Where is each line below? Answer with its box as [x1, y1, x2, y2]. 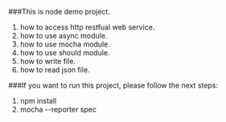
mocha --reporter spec [19, 104, 97, 114]
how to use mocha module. [19, 39, 110, 49]
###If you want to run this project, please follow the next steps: [8, 80, 219, 90]
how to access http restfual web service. [19, 22, 155, 31]
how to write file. [19, 56, 76, 66]
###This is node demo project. [8, 7, 111, 16]
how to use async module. [19, 31, 108, 40]
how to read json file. [19, 65, 90, 75]
